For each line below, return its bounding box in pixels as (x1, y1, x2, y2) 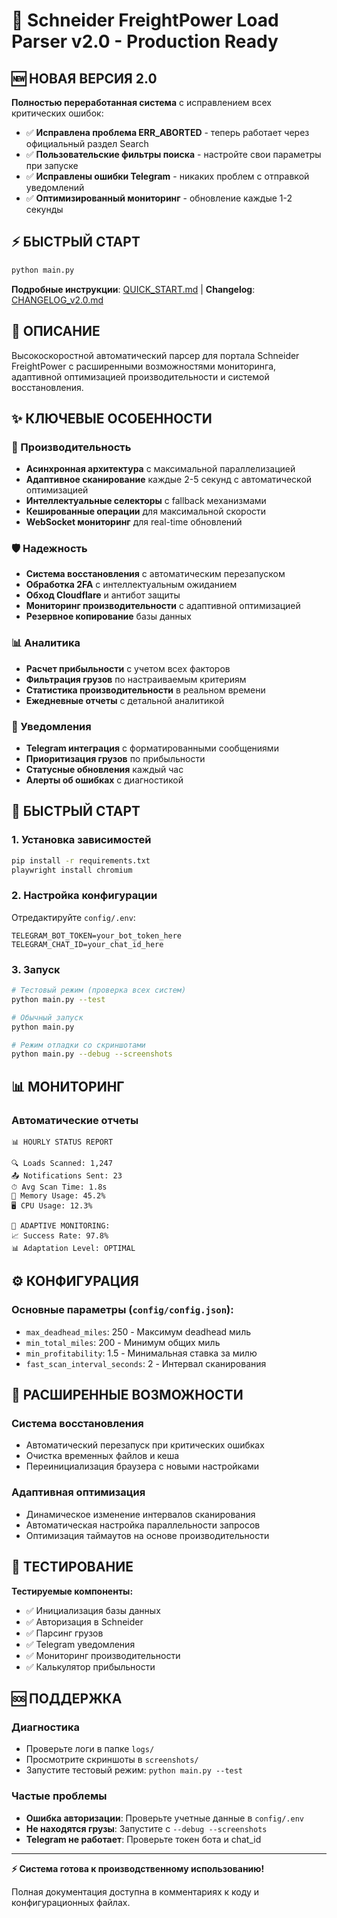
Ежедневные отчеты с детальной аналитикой (25, 694, 225, 706)
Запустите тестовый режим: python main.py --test (25, 1764, 244, 1776)
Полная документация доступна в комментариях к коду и (11, 1885, 260, 1898)
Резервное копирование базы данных (25, 610, 192, 623)
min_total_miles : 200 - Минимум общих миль (25, 1336, 221, 1348)
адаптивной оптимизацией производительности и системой (11, 370, 270, 383)
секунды (25, 204, 64, 215)
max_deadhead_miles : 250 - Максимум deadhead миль (25, 1325, 252, 1338)
